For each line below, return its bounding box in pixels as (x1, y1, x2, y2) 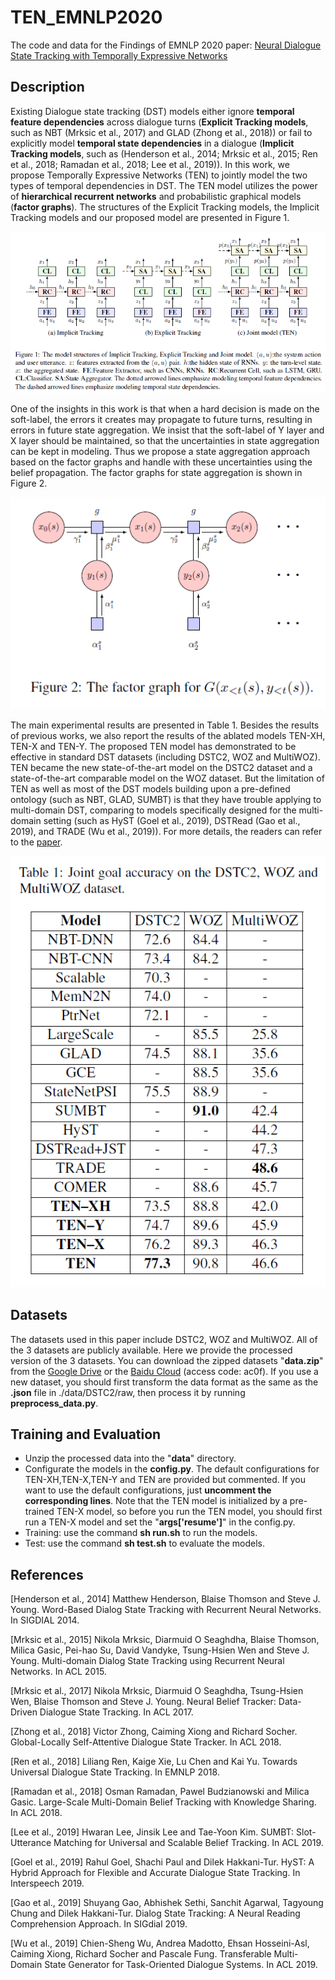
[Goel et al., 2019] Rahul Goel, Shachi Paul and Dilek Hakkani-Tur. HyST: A (10, 1856, 315, 1868)
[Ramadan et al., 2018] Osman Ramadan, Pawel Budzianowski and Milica (10, 1786, 310, 1798)
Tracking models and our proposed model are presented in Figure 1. (10, 211, 290, 223)
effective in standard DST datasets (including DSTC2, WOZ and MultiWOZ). (10, 751, 321, 763)
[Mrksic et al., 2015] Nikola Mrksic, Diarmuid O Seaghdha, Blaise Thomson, (10, 1634, 320, 1646)
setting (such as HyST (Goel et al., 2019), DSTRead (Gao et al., (43, 814, 301, 826)
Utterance (10, 1837, 52, 1849)
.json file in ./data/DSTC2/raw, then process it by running (10, 1386, 246, 1398)
